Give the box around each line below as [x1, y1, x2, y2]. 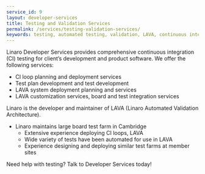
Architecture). [6, 111, 41, 118]
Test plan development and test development [15, 80, 129, 87]
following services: [6, 62, 54, 69]
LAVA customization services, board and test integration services [15, 93, 179, 100]
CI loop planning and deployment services [15, 73, 122, 81]
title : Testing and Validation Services [6, 20, 111, 26]
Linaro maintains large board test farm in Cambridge [15, 123, 147, 130]
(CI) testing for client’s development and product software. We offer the [6, 55, 186, 62]
